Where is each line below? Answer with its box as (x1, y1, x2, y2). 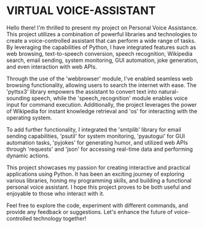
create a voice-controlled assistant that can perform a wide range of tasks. (6, 37, 196, 44)
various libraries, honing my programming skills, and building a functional (6, 177, 192, 184)
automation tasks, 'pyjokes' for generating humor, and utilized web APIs (6, 139, 189, 146)
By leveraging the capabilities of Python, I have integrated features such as (6, 44, 197, 51)
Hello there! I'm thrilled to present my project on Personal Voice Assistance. (6, 24, 198, 31)
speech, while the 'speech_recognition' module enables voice (31, 94, 188, 102)
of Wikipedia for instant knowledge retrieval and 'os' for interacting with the (6, 107, 198, 115)
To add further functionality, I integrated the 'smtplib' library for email (6, 126, 181, 133)
